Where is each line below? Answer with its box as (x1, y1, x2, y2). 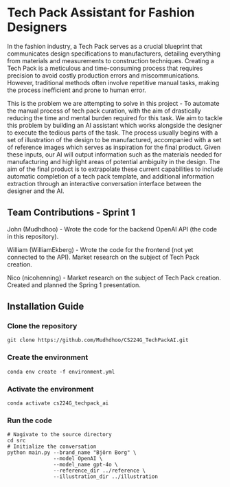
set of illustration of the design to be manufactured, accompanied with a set (7, 135, 222, 144)
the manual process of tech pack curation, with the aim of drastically (7, 106, 201, 115)
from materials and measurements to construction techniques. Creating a (7, 56, 214, 65)
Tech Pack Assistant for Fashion (7, 5, 195, 21)
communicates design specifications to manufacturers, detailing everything (7, 49, 221, 58)
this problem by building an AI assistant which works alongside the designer (7, 121, 222, 129)
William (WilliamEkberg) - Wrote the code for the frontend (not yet (7, 245, 194, 253)
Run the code (7, 416, 53, 425)
